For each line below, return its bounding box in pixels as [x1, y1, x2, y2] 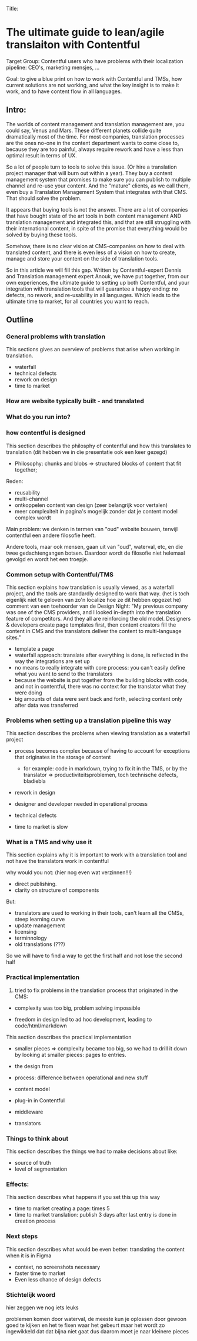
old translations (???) [14, 941, 66, 948]
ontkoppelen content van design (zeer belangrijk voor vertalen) [14, 501, 168, 509]
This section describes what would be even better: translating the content [6, 1246, 185, 1253]
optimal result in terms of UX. [6, 151, 78, 159]
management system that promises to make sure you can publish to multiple [6, 176, 191, 183]
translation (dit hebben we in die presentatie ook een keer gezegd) [6, 448, 168, 456]
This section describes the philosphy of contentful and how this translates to [6, 442, 192, 449]
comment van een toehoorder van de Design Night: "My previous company [6, 602, 188, 609]
